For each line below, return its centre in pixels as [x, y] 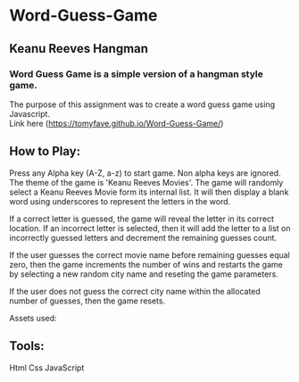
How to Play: [45, 151]
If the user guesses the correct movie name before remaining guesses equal [149, 254]
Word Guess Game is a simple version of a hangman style [136, 74]
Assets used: [33, 318]
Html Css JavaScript [47, 368]
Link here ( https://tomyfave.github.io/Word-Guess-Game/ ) [116, 123]
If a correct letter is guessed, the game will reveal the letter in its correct [142, 219]
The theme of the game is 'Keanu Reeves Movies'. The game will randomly [146, 182]
